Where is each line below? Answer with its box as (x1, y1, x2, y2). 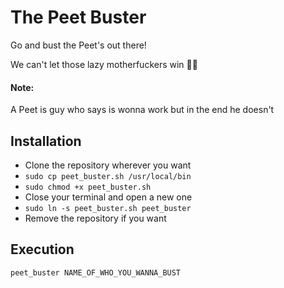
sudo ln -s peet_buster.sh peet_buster (24, 203, 192, 213)
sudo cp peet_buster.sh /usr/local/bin (24, 171, 192, 181)
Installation (10, 132, 82, 150)
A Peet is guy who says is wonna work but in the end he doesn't (10, 104, 275, 116)
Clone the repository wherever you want (24, 159, 192, 171)
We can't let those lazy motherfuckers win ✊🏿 (10, 58, 198, 70)
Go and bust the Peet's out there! (10, 39, 147, 51)
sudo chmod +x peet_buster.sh (24, 182, 152, 192)
